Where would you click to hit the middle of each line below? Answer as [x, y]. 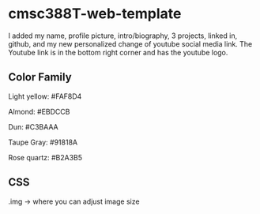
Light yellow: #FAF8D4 [45, 96]
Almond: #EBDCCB [39, 111]
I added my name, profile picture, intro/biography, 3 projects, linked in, [123, 36]
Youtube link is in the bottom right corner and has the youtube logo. [118, 52]
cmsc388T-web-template [95, 14]
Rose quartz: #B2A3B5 [45, 157]
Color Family [40, 77]
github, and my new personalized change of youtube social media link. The [130, 43]
